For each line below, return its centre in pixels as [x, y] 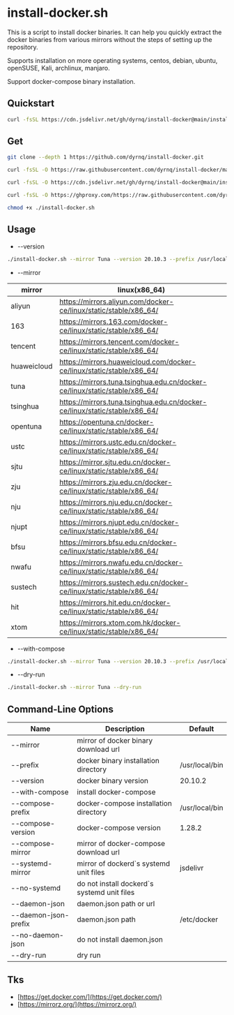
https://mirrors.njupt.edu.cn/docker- [119, 522]
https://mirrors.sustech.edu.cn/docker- [124, 582]
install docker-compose [116, 792]
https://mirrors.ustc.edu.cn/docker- [118, 442]
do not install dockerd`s [115, 884]
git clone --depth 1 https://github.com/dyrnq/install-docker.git [106, 157]
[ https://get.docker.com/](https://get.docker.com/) [89, 997]
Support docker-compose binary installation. [71, 81]
